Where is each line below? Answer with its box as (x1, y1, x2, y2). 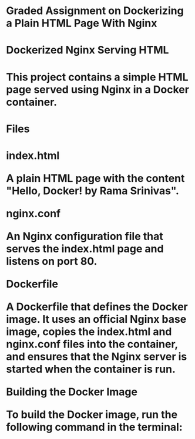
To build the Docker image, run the (6, 408, 178, 421)
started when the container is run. (6, 362, 176, 376)
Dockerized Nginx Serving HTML (6, 43, 169, 57)
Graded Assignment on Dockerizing (6, 4, 184, 18)
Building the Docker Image (6, 385, 138, 399)
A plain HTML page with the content (6, 171, 185, 185)
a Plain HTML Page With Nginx (6, 16, 157, 30)
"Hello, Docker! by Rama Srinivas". (6, 184, 179, 197)
